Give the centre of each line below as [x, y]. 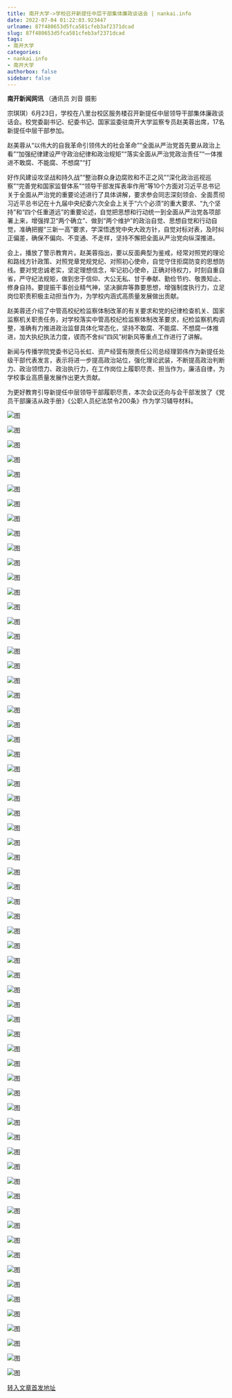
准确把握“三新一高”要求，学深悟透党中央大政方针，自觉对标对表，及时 [119, 229]
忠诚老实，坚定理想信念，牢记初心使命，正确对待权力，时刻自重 [128, 270]
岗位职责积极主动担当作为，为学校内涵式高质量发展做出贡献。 [95, 296]
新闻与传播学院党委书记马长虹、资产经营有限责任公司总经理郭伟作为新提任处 [116, 351]
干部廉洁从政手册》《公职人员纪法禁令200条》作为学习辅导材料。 [105, 401]
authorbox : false [32, 71]
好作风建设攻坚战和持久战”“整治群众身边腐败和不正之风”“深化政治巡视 [106, 177]
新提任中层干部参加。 [37, 131]
